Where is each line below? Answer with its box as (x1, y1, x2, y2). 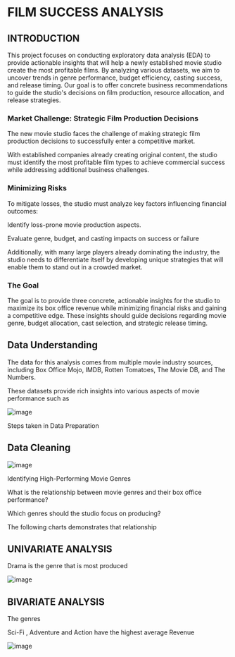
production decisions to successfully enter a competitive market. (7, 137, 196, 145)
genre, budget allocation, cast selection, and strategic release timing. (7, 319, 208, 327)
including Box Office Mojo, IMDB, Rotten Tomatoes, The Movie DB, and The (7, 365, 226, 374)
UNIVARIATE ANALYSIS (7, 543, 113, 555)
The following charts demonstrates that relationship (7, 522, 157, 531)
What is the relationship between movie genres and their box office (7, 488, 202, 496)
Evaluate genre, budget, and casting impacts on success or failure (7, 234, 199, 242)
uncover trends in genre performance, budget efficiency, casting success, (7, 73, 223, 82)
